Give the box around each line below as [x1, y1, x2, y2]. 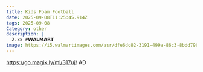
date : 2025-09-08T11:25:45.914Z [6, 14, 88, 20]
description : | [6, 31, 45, 37]
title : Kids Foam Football [6, 8, 74, 15]
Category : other [6, 25, 47, 32]
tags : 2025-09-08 [6, 20, 50, 26]
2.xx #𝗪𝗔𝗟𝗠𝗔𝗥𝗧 [11, 37, 54, 43]
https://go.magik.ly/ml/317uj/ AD [6, 58, 86, 66]
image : [6, 43, 23, 49]
